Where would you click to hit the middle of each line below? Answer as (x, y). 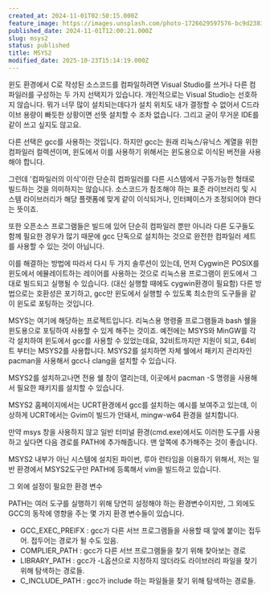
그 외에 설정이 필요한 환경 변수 (55, 486)
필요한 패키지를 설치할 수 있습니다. (70, 387)
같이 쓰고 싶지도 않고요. (45, 125)
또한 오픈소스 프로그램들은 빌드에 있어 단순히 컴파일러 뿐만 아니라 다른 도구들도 (132, 226)
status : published (39, 46)
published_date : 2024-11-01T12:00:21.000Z (80, 31)
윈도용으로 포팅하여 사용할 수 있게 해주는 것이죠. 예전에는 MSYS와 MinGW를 (128, 330)
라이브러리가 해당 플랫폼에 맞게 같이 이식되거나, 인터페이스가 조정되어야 (135, 198)
